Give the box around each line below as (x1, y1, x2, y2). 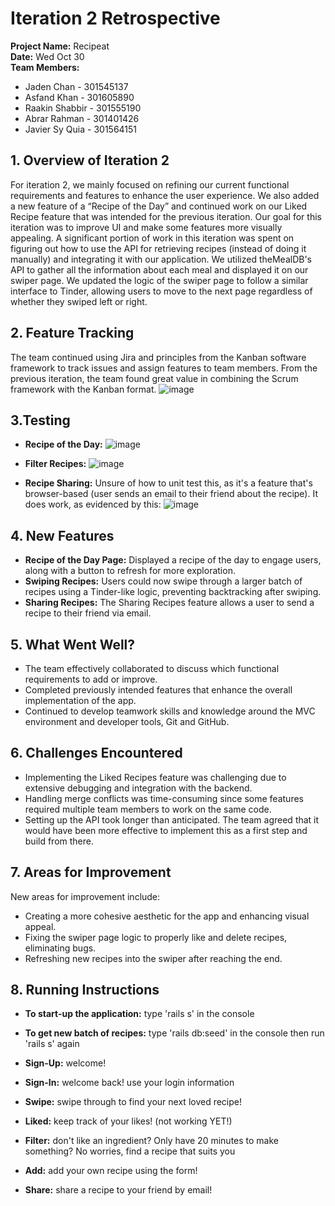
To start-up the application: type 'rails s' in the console (24, 1008, 255, 1020)
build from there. (24, 835, 95, 847)
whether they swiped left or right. (10, 295, 148, 307)
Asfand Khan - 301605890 (24, 91, 135, 103)
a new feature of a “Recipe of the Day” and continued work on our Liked (10, 200, 308, 212)
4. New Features (10, 527, 115, 544)
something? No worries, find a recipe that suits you (24, 1145, 236, 1157)
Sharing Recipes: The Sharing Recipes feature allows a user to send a (24, 597, 315, 609)
